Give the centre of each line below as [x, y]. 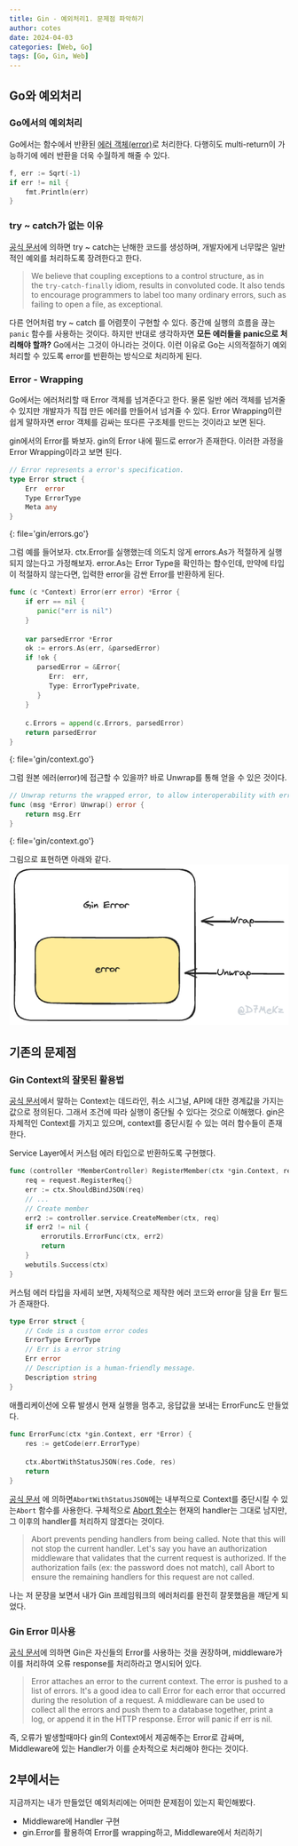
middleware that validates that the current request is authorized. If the [158, 1558]
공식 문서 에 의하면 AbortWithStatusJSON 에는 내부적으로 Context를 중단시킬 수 [144, 1498]
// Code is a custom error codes [87, 1331]
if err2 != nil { [57, 1227]
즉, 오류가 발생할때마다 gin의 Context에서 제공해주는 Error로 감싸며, [127, 1738]
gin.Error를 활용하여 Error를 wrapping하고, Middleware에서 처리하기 [142, 1833]
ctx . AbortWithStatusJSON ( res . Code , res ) [101, 1462]
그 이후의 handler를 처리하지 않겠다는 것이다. [87, 1521]
